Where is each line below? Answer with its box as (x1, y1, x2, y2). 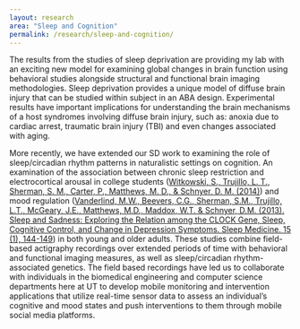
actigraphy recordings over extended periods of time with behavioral (34, 243, 288, 254)
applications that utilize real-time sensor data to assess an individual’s (9, 290, 268, 301)
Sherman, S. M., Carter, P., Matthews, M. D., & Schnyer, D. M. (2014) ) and (9, 186, 279, 197)
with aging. (9, 131, 51, 142)
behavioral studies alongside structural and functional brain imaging (9, 74, 261, 84)
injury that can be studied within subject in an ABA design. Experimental (9, 92, 275, 103)
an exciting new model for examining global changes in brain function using (9, 64, 288, 74)
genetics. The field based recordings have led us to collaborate (51, 262, 285, 273)
